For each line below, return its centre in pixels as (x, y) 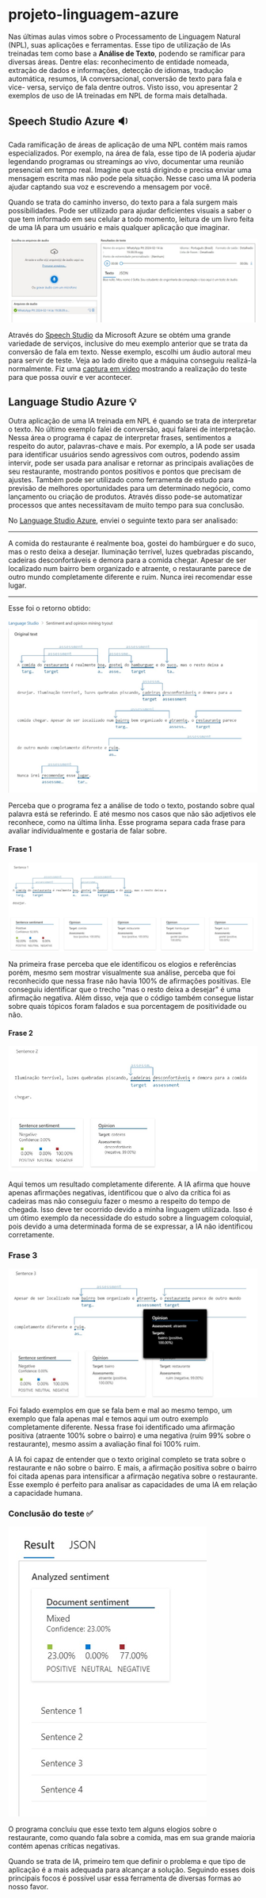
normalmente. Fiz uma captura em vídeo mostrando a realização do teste (127, 368)
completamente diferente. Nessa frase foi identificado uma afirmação (122, 1427)
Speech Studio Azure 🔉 (68, 122)
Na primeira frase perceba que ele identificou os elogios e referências (122, 964)
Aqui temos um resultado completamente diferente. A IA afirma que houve (129, 1184)
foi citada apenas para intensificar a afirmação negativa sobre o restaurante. (133, 1476)
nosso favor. (28, 1887)
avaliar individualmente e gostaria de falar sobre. (88, 831)
